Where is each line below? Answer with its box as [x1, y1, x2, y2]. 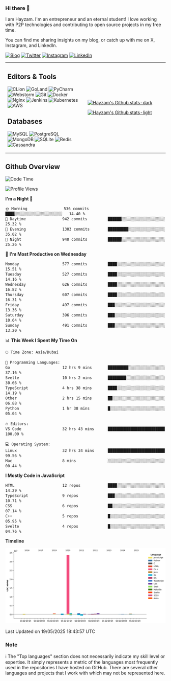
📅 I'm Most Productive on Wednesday [5, 251, 87, 257]
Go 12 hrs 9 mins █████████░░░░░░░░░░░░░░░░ [5, 365, 165, 370]
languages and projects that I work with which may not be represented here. [5, 670, 165, 676]
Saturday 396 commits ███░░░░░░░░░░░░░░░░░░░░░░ [5, 312, 165, 317]
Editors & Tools [7, 73, 57, 81]
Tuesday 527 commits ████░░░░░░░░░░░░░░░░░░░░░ [5, 271, 165, 277]
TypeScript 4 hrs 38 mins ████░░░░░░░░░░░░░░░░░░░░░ [5, 385, 165, 391]
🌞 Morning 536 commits [5, 206, 89, 211]
